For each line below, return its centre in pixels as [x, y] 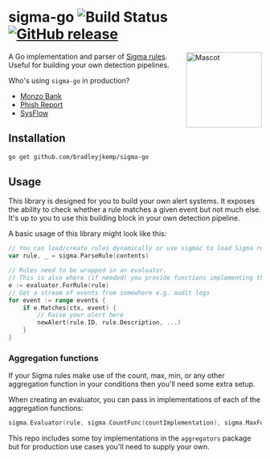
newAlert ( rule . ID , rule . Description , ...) [109, 323]
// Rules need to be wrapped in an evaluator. [88, 270]
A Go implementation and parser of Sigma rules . [88, 56]
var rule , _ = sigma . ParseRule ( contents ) [79, 256]
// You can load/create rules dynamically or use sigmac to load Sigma [131, 249]
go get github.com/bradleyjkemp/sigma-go [79, 156]
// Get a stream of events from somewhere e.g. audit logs [109, 293]
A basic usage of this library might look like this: [88, 234]
